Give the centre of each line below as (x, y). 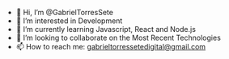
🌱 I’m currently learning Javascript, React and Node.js (106, 29)
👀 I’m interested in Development (69, 21)
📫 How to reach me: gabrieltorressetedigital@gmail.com (111, 47)
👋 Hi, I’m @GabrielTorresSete (64, 12)
